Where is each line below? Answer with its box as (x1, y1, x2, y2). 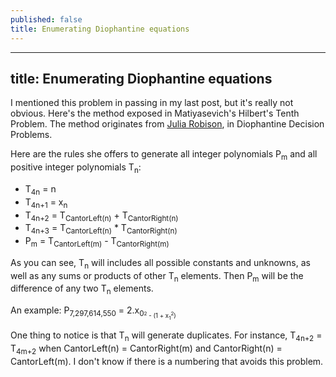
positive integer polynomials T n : (10, 161, 142, 175)
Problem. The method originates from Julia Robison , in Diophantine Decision (10, 118, 325, 130)
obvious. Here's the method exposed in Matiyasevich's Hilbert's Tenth (10, 107, 300, 120)
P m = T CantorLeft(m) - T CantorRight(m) (24, 235, 170, 249)
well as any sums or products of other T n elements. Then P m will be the (10, 269, 304, 284)
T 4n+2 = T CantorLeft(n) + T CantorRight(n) (24, 209, 179, 223)
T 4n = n (24, 182, 57, 197)
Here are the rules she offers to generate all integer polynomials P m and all (10, 148, 318, 163)
